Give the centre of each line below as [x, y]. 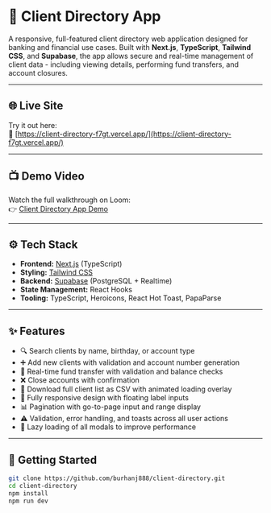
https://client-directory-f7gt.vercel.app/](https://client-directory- [124, 134]
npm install [28, 493]
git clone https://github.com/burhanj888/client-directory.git [117, 478]
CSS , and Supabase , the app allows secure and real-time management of [131, 56]
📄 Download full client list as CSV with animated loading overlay [126, 389]
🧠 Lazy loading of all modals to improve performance [108, 427]
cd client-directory [43, 486]
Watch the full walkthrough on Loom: [70, 200]
